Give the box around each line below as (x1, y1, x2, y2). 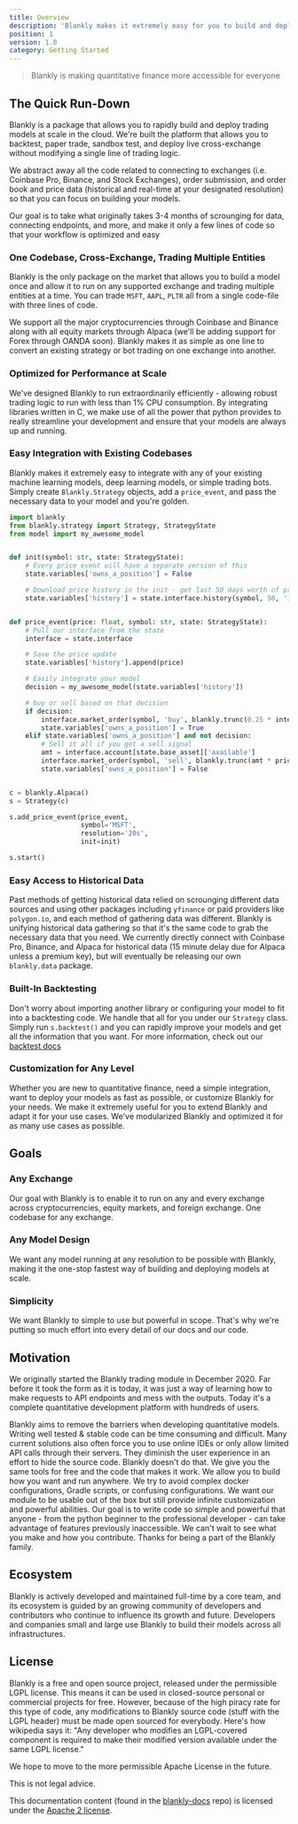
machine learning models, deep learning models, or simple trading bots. (9, 476, 272, 488)
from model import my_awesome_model (9, 529, 145, 538)
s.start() (9, 853, 46, 863)
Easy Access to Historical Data (9, 874, 145, 887)
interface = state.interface (25, 634, 133, 643)
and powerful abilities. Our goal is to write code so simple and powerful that (9, 1504, 286, 1515)
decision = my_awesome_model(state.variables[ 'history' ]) (25, 683, 244, 692)
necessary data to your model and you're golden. (9, 496, 190, 506)
